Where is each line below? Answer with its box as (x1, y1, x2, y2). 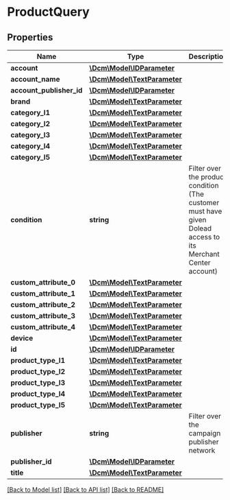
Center (188, 258, 211, 267)
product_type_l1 (10, 356, 66, 365)
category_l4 (10, 141, 50, 151)
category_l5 (10, 152, 50, 162)
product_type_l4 (10, 389, 66, 398)
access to (188, 233, 220, 241)
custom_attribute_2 (10, 300, 76, 309)
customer (188, 198, 220, 207)
